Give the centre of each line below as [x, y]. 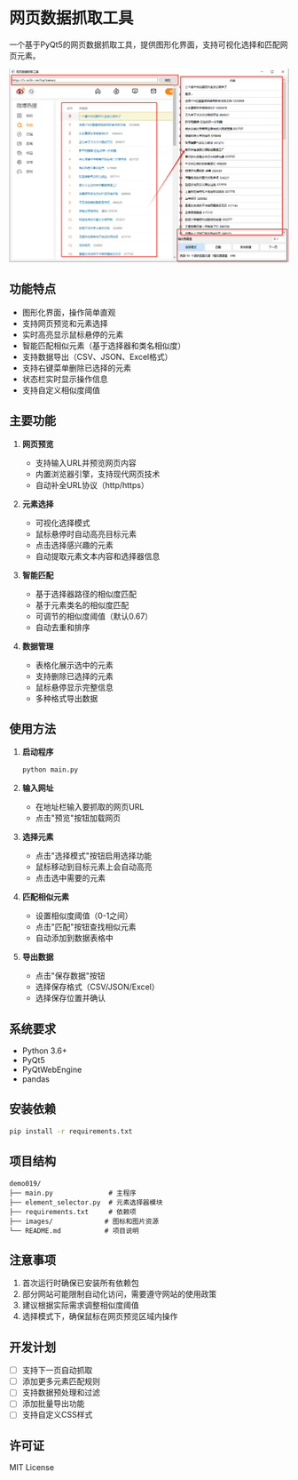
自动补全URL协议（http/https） [92, 484]
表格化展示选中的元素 [74, 665]
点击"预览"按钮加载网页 [78, 818]
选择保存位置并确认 [71, 998]
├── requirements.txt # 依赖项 [73, 1212]
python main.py [50, 770]
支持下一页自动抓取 [57, 1371]
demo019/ [25, 1183]
